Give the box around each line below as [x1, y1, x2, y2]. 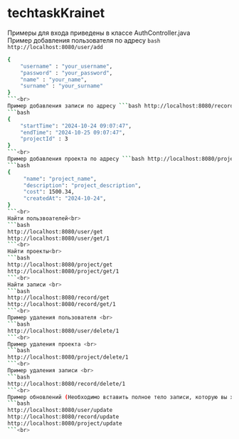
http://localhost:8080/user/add [7, 43, 103, 51]
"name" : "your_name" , [20, 76, 87, 83]
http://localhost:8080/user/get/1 [7, 235, 110, 242]
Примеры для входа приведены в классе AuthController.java [7, 28, 191, 37]
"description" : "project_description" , [23, 181, 142, 189]
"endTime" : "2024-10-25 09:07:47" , [20, 129, 126, 136]
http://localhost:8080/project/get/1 [7, 268, 119, 275]
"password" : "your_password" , [20, 69, 113, 76]
